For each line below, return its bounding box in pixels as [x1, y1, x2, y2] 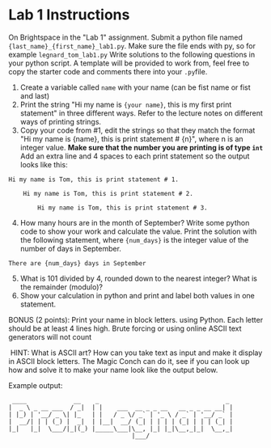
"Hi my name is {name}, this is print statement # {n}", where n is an [19, 133, 244, 143]
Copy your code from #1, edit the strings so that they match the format [19, 125, 256, 135]
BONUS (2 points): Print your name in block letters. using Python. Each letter [8, 315, 264, 324]
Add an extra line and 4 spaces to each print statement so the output [19, 151, 250, 161]
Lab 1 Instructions [8, 6, 130, 24]
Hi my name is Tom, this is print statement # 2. [23, 189, 194, 197]
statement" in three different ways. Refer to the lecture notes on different [19, 108, 263, 118]
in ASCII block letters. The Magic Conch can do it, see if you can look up [8, 356, 250, 366]
